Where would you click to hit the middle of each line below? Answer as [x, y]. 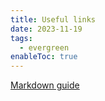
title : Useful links [53, 19]
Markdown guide [45, 85]
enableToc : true [44, 57]
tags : [21, 38]
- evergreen [44, 47]
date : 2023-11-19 [46, 29]
